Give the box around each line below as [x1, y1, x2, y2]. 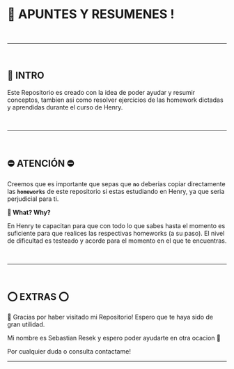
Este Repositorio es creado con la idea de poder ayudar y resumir [7, 88, 196, 96]
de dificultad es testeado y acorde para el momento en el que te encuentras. [7, 236, 227, 245]
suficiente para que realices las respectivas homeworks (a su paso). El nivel [7, 229, 225, 237]
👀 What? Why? [7, 208, 51, 216]
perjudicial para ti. [7, 195, 59, 203]
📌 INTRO [7, 70, 45, 82]
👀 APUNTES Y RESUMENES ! [7, 6, 175, 22]
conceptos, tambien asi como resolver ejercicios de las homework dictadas [7, 96, 224, 104]
